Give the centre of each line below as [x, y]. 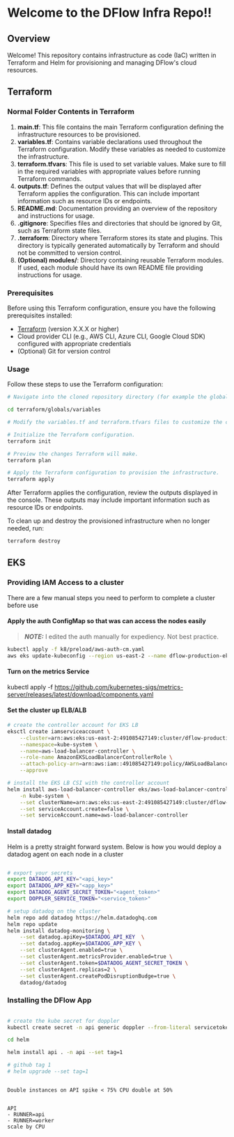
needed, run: [25, 528]
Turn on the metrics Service [48, 672]
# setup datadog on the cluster [54, 911]
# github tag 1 [29, 1065]
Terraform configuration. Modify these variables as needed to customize [122, 149]
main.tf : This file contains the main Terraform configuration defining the [120, 127]
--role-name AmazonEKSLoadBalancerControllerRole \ [96, 758]
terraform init [29, 441]
